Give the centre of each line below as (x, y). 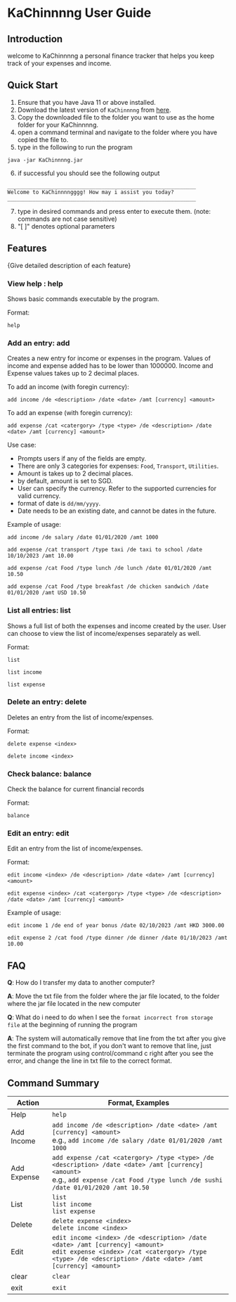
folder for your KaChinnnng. (58, 125)
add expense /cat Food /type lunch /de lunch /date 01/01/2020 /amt (110, 568)
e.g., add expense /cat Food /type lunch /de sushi (137, 1180)
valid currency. (39, 496)
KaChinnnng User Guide (79, 13)
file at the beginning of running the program (73, 1025)
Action (28, 1103)
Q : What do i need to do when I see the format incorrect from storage (110, 1017)
